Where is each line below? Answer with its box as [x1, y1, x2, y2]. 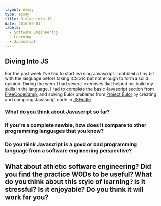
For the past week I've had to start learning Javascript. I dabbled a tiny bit [5, 70, 154, 76]
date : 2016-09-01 [5, 21, 41, 26]
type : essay [5, 12, 29, 17]
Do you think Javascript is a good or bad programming [5, 141, 137, 148]
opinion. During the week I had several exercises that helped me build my [5, 80, 153, 86]
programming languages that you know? [5, 128, 104, 135]
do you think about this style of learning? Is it [5, 178, 146, 186]
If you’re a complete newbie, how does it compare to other [5, 122, 147, 129]
